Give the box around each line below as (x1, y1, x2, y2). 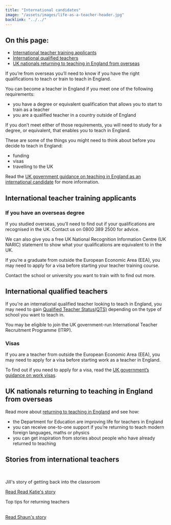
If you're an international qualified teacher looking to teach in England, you (5, 301, 162, 307)
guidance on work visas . (5, 372, 57, 378)
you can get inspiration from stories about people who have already (12, 435, 155, 441)
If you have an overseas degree (5, 209, 85, 216)
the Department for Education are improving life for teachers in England (12, 418, 163, 425)
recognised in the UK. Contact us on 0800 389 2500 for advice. (5, 226, 140, 232)
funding (12, 153, 30, 159)
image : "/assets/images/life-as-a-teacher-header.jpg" (5, 12, 125, 17)
